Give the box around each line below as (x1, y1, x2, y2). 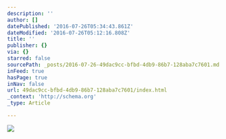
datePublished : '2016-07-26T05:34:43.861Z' (7, 23, 134, 30)
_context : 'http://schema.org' (7, 94, 97, 100)
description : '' (7, 10, 54, 17)
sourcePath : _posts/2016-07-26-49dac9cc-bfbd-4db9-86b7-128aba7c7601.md (7, 61, 220, 68)
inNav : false (7, 81, 45, 87)
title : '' (7, 36, 36, 43)
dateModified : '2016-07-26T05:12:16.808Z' (7, 29, 131, 36)
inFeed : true (7, 67, 45, 74)
